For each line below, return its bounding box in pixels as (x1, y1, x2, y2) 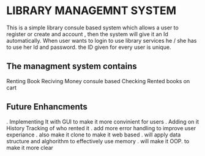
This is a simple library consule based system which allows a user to (6, 24, 179, 31)
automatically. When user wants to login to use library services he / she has (6, 37, 197, 44)
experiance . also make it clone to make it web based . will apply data (6, 131, 181, 138)
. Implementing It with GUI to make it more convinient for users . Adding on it (6, 117, 199, 125)
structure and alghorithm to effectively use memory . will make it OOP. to (6, 137, 190, 144)
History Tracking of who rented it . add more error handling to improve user (6, 124, 196, 132)
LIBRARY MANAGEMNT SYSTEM (6, 4, 176, 18)
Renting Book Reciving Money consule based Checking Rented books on (6, 77, 190, 84)
